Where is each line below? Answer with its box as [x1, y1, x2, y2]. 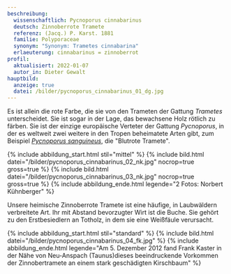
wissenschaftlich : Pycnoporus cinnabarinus [13, 17, 142, 24]
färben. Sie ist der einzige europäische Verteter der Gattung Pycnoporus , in [7, 122, 225, 130]
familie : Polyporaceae [13, 36, 80, 43]
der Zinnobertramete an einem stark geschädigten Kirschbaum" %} [7, 259, 202, 267]
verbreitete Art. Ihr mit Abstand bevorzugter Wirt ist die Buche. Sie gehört [7, 208, 219, 217]
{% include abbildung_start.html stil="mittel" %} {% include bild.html [7, 151, 204, 159]
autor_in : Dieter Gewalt [13, 68, 86, 75]
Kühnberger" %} [7, 188, 54, 196]
